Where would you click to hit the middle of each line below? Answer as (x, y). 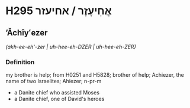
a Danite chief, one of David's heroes (59, 99)
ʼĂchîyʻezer (27, 33)
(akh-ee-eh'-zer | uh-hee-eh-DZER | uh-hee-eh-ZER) (71, 47)
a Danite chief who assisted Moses (57, 93)
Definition (20, 62)
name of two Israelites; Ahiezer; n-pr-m (54, 81)
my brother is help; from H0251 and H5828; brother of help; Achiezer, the (95, 75)
